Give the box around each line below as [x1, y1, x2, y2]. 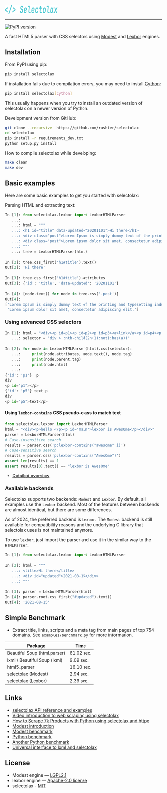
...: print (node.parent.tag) [11, 357, 81, 362]
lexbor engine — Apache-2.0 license [12, 777, 87, 783]
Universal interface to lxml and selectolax [12, 744, 97, 750]
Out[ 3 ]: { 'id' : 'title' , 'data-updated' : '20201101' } [5, 281, 119, 286]
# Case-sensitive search [5, 448, 57, 453]
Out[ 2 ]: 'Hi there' [5, 265, 46, 270]
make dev [5, 165, 23, 170]
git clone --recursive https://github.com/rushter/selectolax [5, 125, 139, 130]
